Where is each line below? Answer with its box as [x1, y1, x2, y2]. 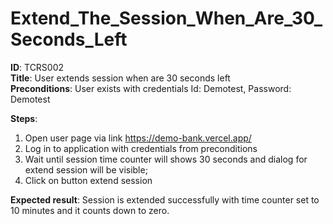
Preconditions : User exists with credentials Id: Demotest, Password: [10, 82, 292, 94]
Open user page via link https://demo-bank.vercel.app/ [24, 132, 252, 144]
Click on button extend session [24, 174, 153, 186]
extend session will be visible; [24, 163, 148, 176]
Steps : [10, 112, 38, 124]
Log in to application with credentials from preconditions [24, 142, 258, 154]
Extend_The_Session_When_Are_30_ [10, 7, 323, 30]
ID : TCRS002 [10, 61, 65, 73]
